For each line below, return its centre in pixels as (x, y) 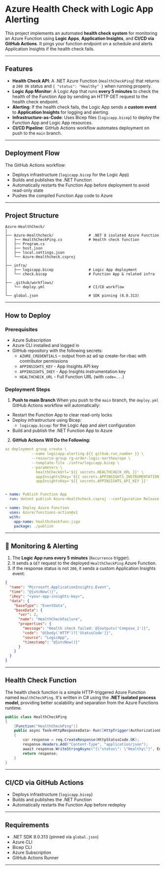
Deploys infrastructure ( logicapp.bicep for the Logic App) (70, 174)
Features (19, 69)
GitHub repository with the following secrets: (57, 351)
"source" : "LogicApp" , (46, 637)
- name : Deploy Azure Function (37, 508)
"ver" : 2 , (28, 615)
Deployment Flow (32, 153)
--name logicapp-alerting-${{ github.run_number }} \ (87, 454)
